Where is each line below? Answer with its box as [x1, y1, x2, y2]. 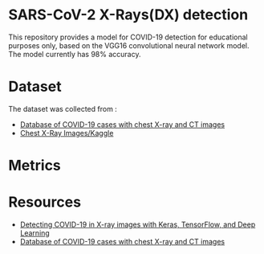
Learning [19, 228, 50, 238]
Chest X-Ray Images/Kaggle [19, 128, 114, 137]
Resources [8, 193, 82, 211]
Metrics [8, 157, 62, 174]
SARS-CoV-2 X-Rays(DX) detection [8, 6, 249, 24]
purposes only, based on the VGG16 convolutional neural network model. [8, 40, 250, 50]
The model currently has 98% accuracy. [8, 49, 141, 59]
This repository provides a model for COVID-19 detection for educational [8, 32, 248, 42]
